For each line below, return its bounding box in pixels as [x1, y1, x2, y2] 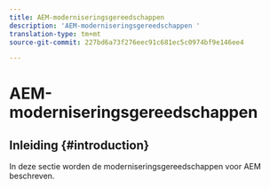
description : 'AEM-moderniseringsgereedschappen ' [9, 21, 201, 30]
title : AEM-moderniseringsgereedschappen [9, 12, 165, 22]
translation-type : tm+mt [9, 29, 101, 38]
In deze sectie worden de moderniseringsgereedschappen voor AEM [9, 161, 262, 172]
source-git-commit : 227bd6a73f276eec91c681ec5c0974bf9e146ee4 [9, 37, 244, 47]
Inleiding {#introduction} [9, 137, 149, 153]
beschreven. [9, 170, 55, 182]
